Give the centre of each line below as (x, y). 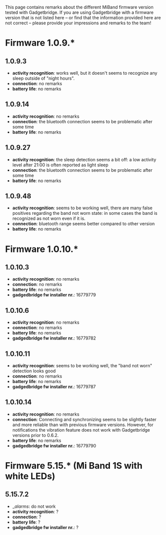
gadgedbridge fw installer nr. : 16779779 (54, 295)
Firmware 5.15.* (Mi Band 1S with (74, 466)
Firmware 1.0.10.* (42, 249)
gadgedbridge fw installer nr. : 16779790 (54, 445)
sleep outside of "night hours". (44, 78)
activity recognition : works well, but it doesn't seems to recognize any (85, 73)
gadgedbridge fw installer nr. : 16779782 (54, 338)
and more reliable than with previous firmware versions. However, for (83, 425)
